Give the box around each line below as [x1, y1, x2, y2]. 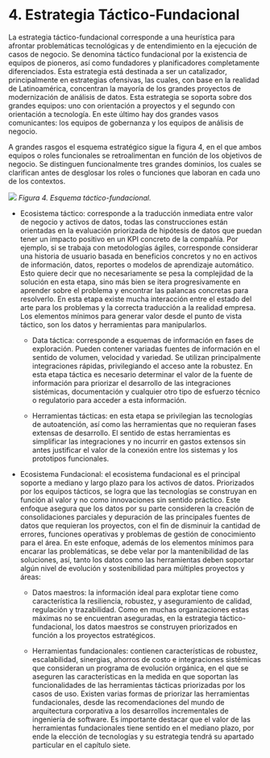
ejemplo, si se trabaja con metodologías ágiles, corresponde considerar [19, 242, 259, 252]
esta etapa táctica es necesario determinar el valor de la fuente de [31, 369, 253, 379]
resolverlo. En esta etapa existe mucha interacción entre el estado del [19, 294, 252, 304]
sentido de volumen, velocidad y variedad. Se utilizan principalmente [31, 352, 261, 362]
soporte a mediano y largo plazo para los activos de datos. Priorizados [19, 478, 255, 487]
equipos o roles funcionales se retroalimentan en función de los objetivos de [8, 151, 263, 160]
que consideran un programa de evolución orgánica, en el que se [31, 663, 249, 673]
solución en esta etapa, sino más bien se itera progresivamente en [19, 276, 241, 287]
